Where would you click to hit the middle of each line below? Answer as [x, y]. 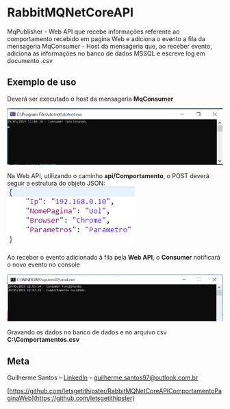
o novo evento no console [43, 264]
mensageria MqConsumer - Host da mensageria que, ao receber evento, [110, 46]
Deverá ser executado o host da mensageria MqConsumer [90, 99]
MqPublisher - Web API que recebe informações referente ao [93, 32]
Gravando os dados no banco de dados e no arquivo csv [87, 332]
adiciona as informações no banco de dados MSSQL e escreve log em [106, 53]
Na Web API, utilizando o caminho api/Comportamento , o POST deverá [108, 175]
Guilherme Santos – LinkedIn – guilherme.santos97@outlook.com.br [103, 377]
